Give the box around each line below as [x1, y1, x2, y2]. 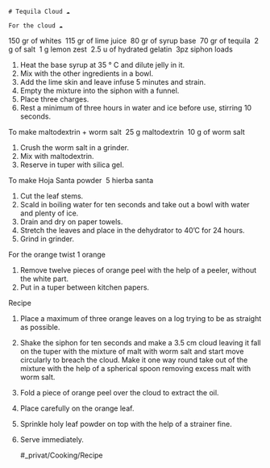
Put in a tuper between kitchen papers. [19, 282, 150, 292]
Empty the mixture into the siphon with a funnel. [19, 86, 180, 95]
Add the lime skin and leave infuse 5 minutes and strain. [19, 77, 206, 86]
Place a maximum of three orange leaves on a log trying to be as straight [19, 314, 262, 323]
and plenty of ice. [19, 208, 79, 218]
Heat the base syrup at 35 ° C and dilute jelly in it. [19, 61, 185, 69]
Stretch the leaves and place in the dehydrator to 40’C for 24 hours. [19, 226, 245, 235]
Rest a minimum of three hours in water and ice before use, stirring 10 [19, 103, 252, 112]
